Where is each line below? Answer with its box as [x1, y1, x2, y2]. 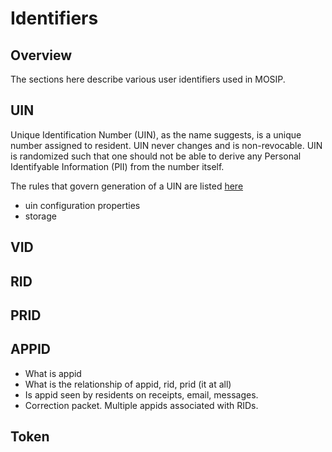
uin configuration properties [24, 199, 141, 211]
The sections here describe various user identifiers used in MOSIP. [10, 73, 286, 85]
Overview [10, 47, 73, 64]
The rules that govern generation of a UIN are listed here [10, 180, 244, 192]
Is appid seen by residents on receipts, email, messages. [24, 388, 259, 401]
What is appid [24, 367, 82, 379]
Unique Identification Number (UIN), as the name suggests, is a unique [10, 128, 302, 141]
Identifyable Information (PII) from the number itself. [10, 160, 225, 172]
